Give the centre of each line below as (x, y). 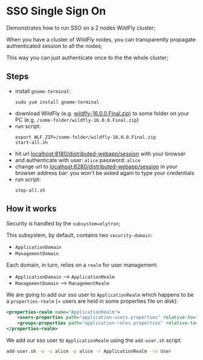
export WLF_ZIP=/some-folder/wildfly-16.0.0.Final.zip (85, 137)
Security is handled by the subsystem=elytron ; (63, 223)
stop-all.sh (30, 190)
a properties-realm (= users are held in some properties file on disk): (92, 301)
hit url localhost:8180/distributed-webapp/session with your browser (100, 153)
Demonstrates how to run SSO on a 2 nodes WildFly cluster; (81, 28)
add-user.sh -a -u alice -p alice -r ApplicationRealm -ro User (89, 352)
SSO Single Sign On (56, 11)
